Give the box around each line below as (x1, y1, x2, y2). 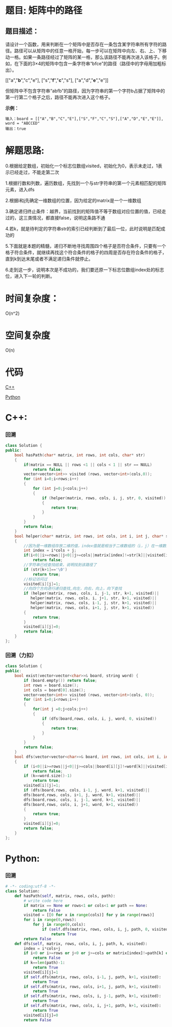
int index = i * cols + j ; (24, 548, 77, 553)
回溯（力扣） (5, 651, 37, 659)
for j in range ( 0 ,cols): (32, 922, 86, 927)
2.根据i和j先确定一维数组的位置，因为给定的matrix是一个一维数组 (5, 197, 142, 203)
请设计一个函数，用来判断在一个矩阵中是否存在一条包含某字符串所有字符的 (5, 42, 162, 47)
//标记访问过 (24, 577, 48, 582)
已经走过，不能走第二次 (9, 169, 59, 175)
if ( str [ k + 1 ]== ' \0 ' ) (24, 567, 68, 572)
